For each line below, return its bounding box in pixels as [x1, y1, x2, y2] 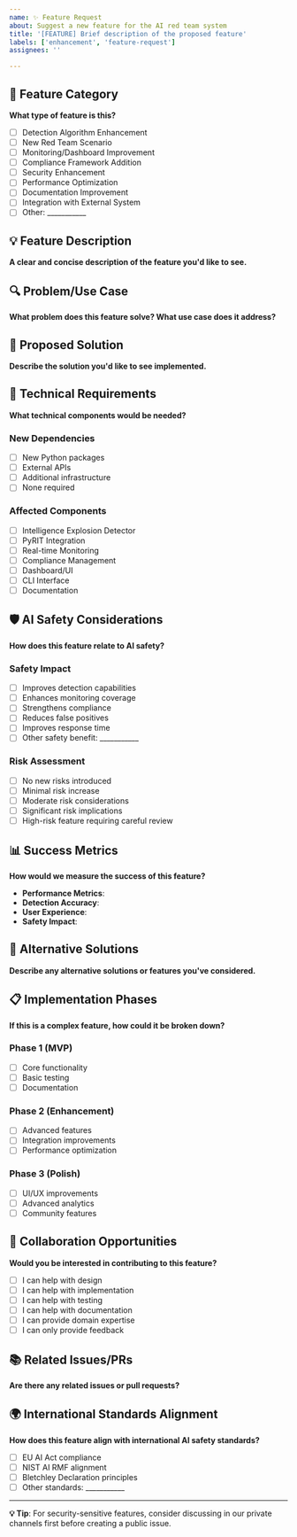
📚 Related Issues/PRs [9, 1352, 133, 1367]
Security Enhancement [21, 167, 106, 178]
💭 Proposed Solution [9, 338, 124, 353]
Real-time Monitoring [21, 545, 100, 555]
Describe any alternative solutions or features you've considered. [9, 965, 256, 975]
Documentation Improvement [21, 187, 129, 198]
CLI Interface [21, 575, 70, 586]
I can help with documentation [21, 1305, 133, 1316]
